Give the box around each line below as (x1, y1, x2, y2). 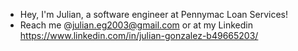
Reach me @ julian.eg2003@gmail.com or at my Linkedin (19, 19, 253, 31)
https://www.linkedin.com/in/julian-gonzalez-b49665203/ (19, 30, 259, 41)
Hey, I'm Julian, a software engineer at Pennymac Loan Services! (19, 9, 289, 20)
